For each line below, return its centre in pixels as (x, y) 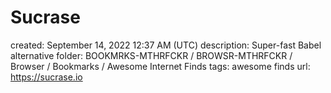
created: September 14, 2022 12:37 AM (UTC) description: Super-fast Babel (166, 45)
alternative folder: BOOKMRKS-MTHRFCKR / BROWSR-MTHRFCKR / (151, 55)
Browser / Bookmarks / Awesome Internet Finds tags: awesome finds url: (160, 66)
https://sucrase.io (46, 77)
